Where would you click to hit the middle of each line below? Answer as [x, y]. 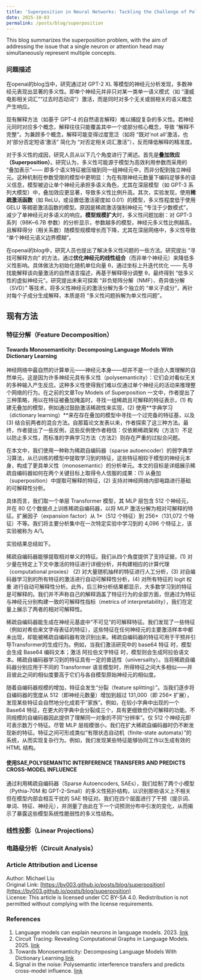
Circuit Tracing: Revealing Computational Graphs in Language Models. [102, 938]
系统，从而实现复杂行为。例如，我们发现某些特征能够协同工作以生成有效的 [98, 740]
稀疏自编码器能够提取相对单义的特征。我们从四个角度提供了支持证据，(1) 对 [99, 557]
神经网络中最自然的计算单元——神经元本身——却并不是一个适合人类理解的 [98, 370]
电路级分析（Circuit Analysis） [52, 848]
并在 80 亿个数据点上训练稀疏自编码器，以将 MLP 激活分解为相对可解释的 [97, 509]
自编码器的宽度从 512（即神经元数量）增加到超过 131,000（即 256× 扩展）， [99, 695]
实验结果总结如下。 [30, 544]
